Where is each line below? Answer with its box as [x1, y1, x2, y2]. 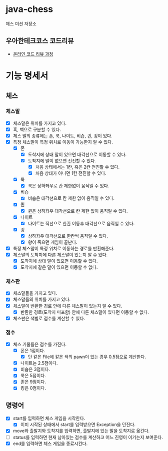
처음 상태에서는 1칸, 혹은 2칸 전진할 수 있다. [35, 164, 119, 170]
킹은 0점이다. [20, 385, 46, 391]
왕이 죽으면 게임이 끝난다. [27, 239, 77, 245]
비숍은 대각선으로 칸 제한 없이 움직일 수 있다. [27, 195, 114, 201]
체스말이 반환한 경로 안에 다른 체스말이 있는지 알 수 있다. [12, 303, 122, 309]
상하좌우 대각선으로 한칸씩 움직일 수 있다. [27, 233, 108, 239]
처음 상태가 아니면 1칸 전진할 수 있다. [35, 170, 106, 176]
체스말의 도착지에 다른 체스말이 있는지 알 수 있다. [12, 251, 108, 258]
